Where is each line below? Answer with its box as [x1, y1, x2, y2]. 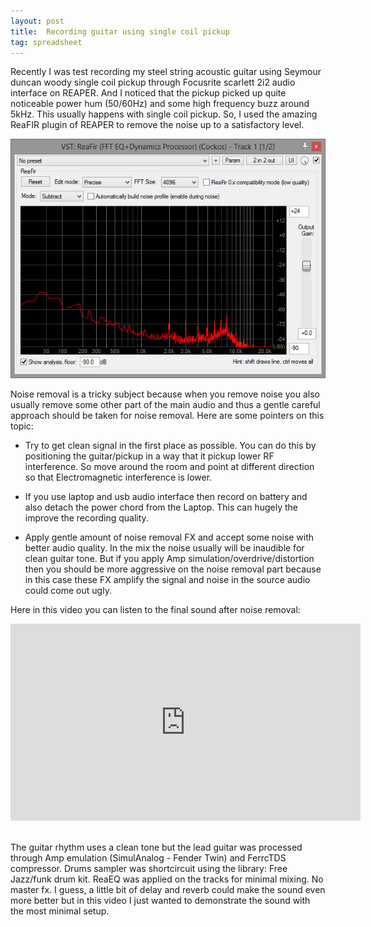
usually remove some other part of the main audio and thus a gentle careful [10, 398, 321, 410]
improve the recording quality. [24, 511, 149, 524]
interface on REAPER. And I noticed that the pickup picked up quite [10, 87, 287, 99]
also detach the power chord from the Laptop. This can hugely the [24, 501, 299, 513]
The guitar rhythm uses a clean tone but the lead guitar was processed [10, 841, 303, 853]
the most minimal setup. [10, 905, 110, 917]
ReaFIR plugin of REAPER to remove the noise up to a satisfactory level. [10, 119, 305, 131]
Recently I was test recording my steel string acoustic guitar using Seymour [10, 66, 322, 78]
